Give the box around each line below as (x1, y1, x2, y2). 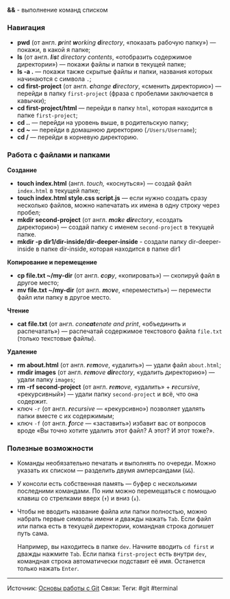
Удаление (7, 347, 38, 356)
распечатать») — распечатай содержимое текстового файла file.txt (16, 327, 222, 335)
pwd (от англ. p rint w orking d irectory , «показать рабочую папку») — (16, 38, 216, 47)
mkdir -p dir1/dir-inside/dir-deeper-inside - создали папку (16, 237, 187, 245)
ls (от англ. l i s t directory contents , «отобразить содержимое (16, 53, 192, 61)
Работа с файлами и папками (7, 150, 111, 160)
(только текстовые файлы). (16, 334, 97, 342)
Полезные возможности (7, 443, 94, 453)
